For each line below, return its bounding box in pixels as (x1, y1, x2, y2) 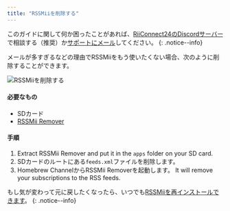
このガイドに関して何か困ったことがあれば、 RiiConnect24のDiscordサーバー (7, 29, 223, 38)
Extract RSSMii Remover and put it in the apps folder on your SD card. (16, 149, 214, 158)
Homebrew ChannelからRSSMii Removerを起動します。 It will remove (16, 166, 214, 175)
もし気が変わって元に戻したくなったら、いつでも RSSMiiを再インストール (7, 188, 214, 196)
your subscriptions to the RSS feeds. (16, 174, 121, 182)
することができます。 (12, 61, 73, 69)
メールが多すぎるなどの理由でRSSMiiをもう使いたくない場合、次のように (7, 53, 214, 61)
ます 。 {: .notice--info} (12, 197, 77, 205)
